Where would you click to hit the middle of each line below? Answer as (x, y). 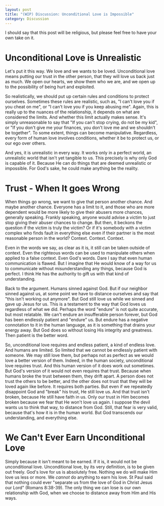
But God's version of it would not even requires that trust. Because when (78, 371)
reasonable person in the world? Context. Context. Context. (65, 238)
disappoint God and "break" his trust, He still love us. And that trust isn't (77, 392)
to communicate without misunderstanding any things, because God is (76, 269)
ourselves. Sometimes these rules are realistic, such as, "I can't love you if (80, 101)
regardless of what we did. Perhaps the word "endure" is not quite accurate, (82, 309)
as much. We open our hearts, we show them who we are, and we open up (80, 82)
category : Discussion (27, 19)
